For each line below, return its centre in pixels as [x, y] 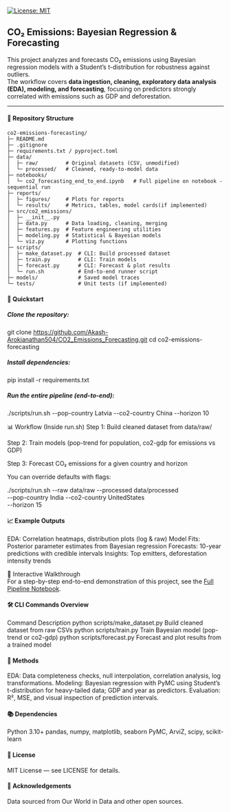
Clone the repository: [38, 315]
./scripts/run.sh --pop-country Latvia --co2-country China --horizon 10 [108, 413]
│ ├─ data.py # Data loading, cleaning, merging [87, 224]
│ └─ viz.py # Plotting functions [67, 242]
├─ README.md [26, 139]
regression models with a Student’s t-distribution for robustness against [109, 67]
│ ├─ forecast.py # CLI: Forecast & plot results [89, 266]
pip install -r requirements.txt [48, 379]
